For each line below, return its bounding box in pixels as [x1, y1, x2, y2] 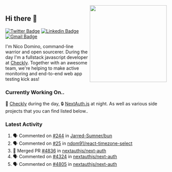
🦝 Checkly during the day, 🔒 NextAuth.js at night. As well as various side [5, 101, 158, 107]
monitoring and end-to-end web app [5, 70, 82, 76]
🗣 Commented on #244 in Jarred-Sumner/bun [12, 133, 113, 139]
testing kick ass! [5, 76, 40, 82]
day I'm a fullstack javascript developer [5, 54, 88, 60]
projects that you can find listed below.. [5, 108, 89, 114]
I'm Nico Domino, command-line [5, 43, 74, 49]
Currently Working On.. [5, 89, 65, 96]
